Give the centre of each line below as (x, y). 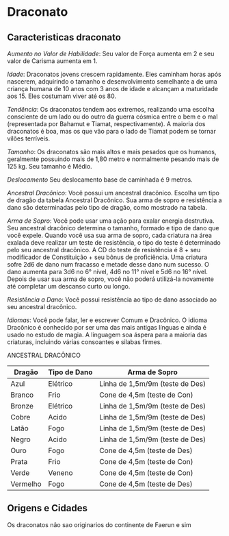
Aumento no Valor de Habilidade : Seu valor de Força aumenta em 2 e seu (111, 53)
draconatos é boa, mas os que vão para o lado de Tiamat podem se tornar (112, 131)
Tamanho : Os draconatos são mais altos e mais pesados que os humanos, (112, 152)
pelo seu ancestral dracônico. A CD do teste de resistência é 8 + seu (104, 250)
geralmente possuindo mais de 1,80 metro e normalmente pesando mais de (113, 159)
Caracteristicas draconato (64, 37)
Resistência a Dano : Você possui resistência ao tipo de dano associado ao (112, 300)
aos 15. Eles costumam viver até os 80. (62, 96)
